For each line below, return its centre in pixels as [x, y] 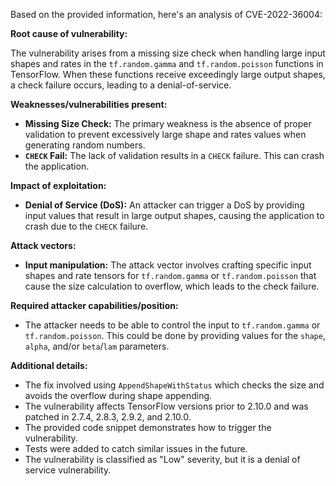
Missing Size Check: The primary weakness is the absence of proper [168, 123]
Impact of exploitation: [58, 185]
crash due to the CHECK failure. [86, 226]
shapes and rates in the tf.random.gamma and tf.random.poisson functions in [167, 63]
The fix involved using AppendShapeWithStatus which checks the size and [174, 385]
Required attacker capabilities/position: [94, 305]
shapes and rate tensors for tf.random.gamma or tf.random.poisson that [170, 275]
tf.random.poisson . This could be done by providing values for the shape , [175, 335]
